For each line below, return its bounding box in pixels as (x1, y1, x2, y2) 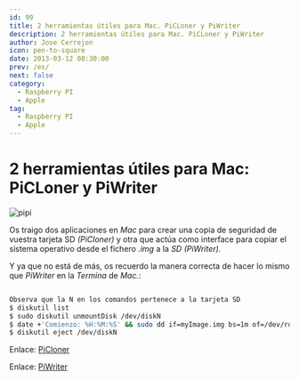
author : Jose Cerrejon (9, 37, 93, 47)
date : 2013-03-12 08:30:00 (9, 54, 109, 63)
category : (9, 79, 46, 88)
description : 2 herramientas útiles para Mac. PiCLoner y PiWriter (9, 29, 265, 38)
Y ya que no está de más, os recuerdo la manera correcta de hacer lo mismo (9, 260, 290, 271)
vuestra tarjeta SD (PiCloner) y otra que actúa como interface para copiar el (9, 233, 287, 245)
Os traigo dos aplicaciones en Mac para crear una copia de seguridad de (9, 224, 278, 235)
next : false (9, 71, 53, 80)
